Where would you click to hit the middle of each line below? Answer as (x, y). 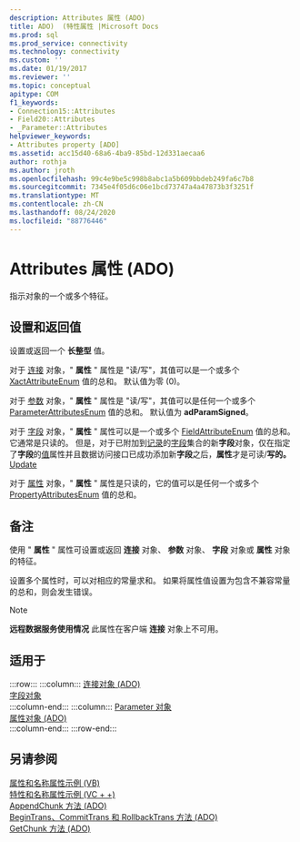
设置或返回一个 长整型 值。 (60, 350)
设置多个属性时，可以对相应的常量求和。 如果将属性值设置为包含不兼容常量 (150, 581)
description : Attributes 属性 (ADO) (77, 18)
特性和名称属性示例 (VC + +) (62, 794)
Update (24, 464)
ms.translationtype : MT (55, 196)
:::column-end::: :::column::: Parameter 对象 (91, 707)
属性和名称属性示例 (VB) (55, 783)
